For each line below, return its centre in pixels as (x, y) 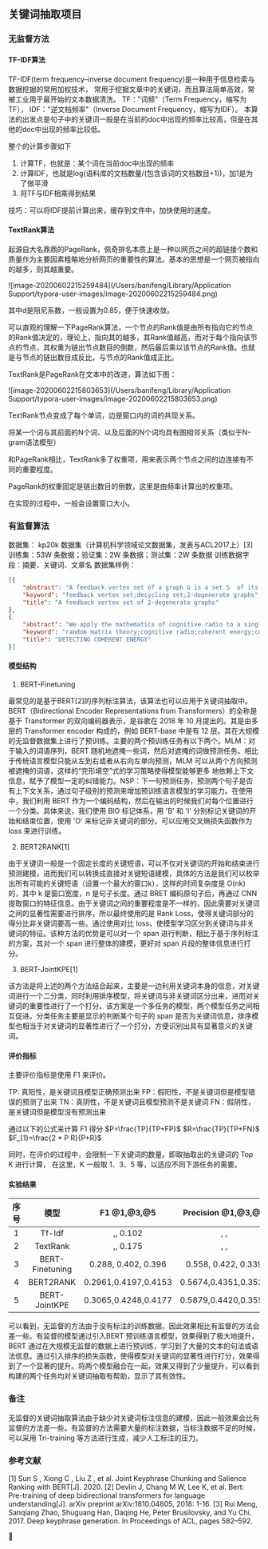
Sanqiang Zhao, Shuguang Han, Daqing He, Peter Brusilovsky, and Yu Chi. (130, 1512)
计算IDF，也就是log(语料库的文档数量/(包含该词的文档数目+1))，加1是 (133, 173)
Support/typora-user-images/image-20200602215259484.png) (113, 294)
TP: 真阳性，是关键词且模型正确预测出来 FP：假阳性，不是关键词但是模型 (128, 1092)
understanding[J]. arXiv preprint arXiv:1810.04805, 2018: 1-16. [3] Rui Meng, (133, 1503)
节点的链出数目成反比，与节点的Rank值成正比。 (100, 357)
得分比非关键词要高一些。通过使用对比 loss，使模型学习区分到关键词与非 (128, 923)
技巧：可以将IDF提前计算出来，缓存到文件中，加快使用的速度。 (112, 210)
